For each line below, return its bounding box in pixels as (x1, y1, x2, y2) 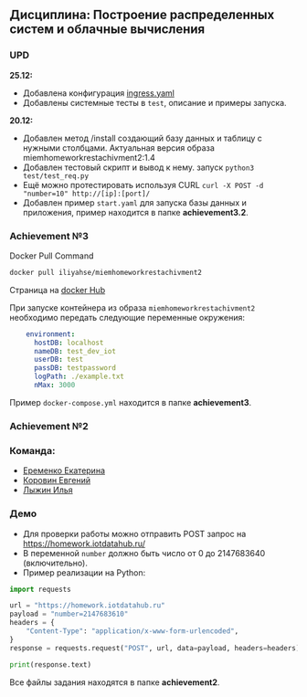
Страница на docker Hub (9, 284, 106, 295)
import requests (9, 585, 71, 594)
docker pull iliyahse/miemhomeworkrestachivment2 (9, 268, 203, 277)
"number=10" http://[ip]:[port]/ (22, 189, 151, 198)
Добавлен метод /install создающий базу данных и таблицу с (22, 132, 263, 143)
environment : (26, 329, 76, 339)
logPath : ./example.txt (33, 372, 125, 382)
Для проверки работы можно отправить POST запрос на (22, 528, 247, 539)
